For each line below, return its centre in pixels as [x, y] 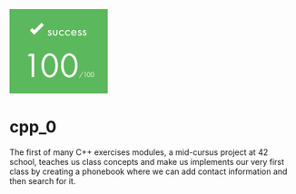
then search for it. [43, 180]
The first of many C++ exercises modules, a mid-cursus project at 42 [139, 152]
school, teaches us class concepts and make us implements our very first [147, 161]
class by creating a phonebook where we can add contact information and [148, 171]
